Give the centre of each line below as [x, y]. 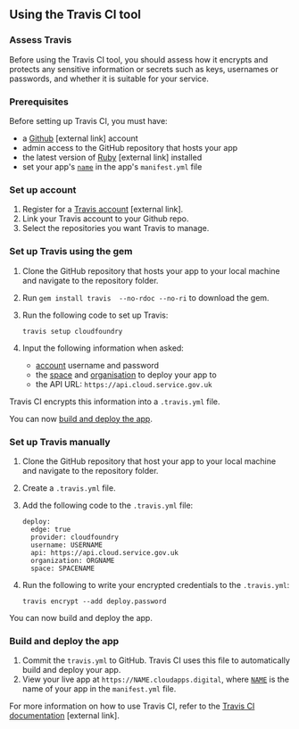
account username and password [97, 365]
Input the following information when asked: [103, 348]
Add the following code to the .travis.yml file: [108, 505]
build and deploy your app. [71, 670]
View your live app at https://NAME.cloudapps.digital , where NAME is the [156, 679]
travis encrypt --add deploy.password [94, 601]
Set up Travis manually [60, 442]
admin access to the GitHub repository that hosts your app [130, 147]
